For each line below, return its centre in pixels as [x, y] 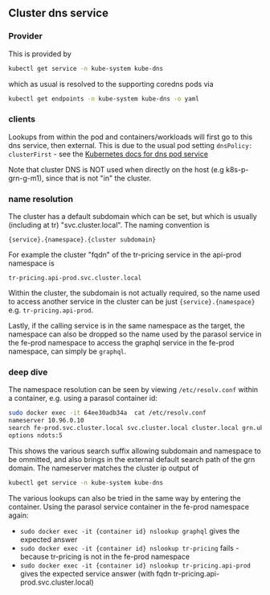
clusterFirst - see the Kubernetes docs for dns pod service [108, 154]
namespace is [31, 263]
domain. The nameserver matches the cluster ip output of [104, 468]
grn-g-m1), [26, 178]
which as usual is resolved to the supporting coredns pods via [111, 84]
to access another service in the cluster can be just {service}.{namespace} [132, 302]
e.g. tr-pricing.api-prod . [51, 310]
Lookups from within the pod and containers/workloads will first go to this [131, 137]
